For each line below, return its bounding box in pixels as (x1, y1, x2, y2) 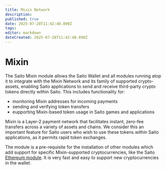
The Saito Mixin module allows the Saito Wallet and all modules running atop (5, 73, 162, 79)
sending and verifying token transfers (12, 103, 89, 109)
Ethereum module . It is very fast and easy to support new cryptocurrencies (5, 155, 159, 161)
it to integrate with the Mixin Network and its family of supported (5, 78, 138, 84)
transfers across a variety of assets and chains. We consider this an (5, 124, 144, 130)
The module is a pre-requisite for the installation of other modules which (5, 144, 153, 150)
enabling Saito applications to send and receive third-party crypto (20, 83, 156, 89)
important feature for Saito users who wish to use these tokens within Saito (5, 129, 159, 135)
